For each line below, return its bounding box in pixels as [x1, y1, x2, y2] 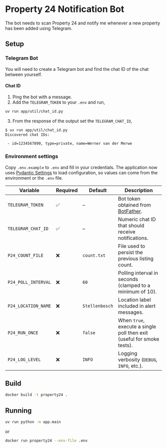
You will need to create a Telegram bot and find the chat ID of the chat [5, 66, 149, 72]
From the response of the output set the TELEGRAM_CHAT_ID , [12, 118, 133, 124]
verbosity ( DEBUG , [118, 356, 158, 363]
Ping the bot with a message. [12, 94, 72, 100]
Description [124, 187, 153, 194]
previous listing [118, 255, 154, 262]
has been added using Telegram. [5, 25, 73, 31]
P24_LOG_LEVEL [7, 357, 41, 362]
